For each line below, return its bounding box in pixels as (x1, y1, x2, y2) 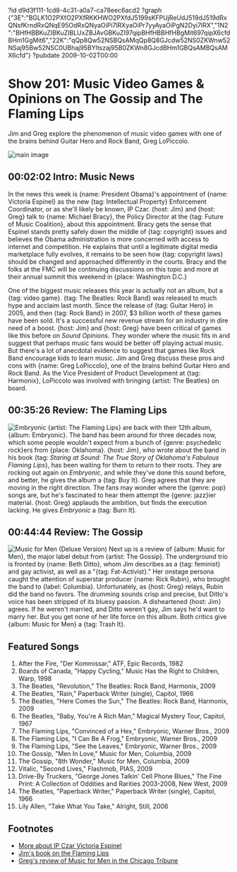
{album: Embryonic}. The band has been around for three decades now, (8, 431, 217, 439)
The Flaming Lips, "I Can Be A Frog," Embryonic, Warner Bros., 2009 (18, 735, 218, 743)
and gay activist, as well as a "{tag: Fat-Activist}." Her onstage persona (8, 567, 214, 576)
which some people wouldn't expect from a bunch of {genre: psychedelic (8, 438, 221, 446)
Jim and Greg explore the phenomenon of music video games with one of (8, 129, 222, 137)
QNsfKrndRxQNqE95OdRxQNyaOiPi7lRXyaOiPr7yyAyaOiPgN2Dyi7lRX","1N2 (8, 21, 229, 29)
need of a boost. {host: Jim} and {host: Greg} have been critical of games (8, 323, 221, 332)
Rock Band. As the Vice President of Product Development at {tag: (8, 368, 201, 377)
